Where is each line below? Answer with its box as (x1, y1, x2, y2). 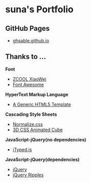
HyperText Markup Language (5, 91, 69, 97)
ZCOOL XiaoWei (12, 76, 47, 82)
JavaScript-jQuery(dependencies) (5, 156, 80, 162)
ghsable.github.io (12, 37, 49, 44)
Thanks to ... (5, 52, 46, 61)
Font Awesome (12, 81, 44, 88)
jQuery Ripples (12, 172, 44, 178)
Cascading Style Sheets (5, 111, 57, 117)
